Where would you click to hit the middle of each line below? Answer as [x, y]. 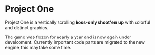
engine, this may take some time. [38, 47]
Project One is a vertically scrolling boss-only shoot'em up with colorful [77, 22]
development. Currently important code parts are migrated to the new [75, 42]
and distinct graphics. [27, 27]
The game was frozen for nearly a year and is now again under [68, 37]
